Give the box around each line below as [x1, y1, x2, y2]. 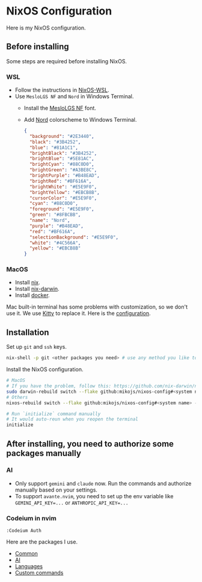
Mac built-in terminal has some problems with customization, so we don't [6, 303, 188, 311]
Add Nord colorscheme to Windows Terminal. [23, 116, 137, 124]
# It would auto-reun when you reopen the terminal [6, 416, 138, 422]
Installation [6, 327, 49, 337]
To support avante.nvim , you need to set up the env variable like [14, 492, 174, 499]
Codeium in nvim [6, 514, 57, 522]
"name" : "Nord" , [29, 217, 70, 224]
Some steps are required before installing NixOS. [6, 57, 127, 64]
